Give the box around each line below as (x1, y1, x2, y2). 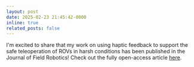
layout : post (6, 8, 39, 15)
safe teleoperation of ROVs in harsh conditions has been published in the (6, 48, 186, 55)
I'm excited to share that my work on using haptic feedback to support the (6, 42, 189, 49)
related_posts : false (6, 25, 60, 31)
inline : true (6, 20, 39, 25)
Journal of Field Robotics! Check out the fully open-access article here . (6, 54, 182, 61)
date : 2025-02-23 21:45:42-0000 (6, 14, 87, 20)
